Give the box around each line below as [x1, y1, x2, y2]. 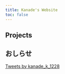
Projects [5, 31, 32, 40]
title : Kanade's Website [5, 7, 58, 13]
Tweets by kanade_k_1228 [5, 63, 60, 69]
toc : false [5, 12, 28, 17]
